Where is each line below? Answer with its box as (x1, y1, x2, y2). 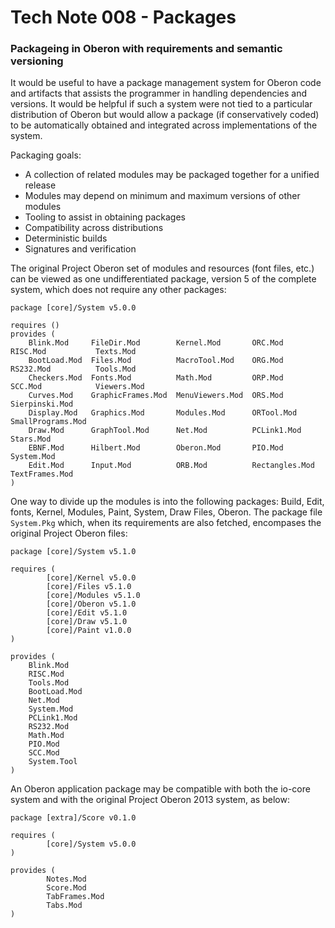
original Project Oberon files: (10, 527, 128, 540)
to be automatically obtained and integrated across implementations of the (10, 119, 318, 131)
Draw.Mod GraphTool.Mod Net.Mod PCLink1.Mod (28, 426, 302, 436)
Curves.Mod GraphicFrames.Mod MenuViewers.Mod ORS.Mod (28, 391, 284, 401)
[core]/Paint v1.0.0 (46, 626, 132, 636)
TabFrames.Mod (46, 892, 105, 902)
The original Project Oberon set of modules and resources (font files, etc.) (10, 262, 315, 275)
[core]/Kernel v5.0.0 (46, 573, 137, 583)
